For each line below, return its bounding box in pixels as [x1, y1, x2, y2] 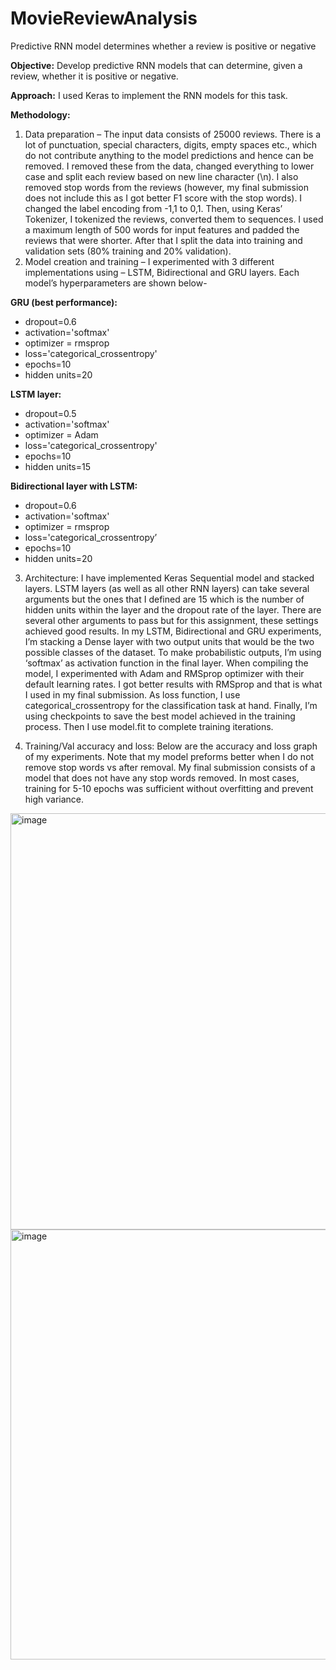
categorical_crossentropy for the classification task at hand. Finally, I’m [24, 699, 318, 711]
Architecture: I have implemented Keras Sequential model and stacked [24, 572, 315, 584]
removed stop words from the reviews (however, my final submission [24, 181, 309, 193]
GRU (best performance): [10, 296, 118, 308]
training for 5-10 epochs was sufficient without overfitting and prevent [24, 782, 314, 794]
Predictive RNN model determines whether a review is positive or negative [10, 40, 317, 52]
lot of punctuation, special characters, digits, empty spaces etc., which [24, 138, 318, 151]
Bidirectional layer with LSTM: [10, 480, 138, 492]
